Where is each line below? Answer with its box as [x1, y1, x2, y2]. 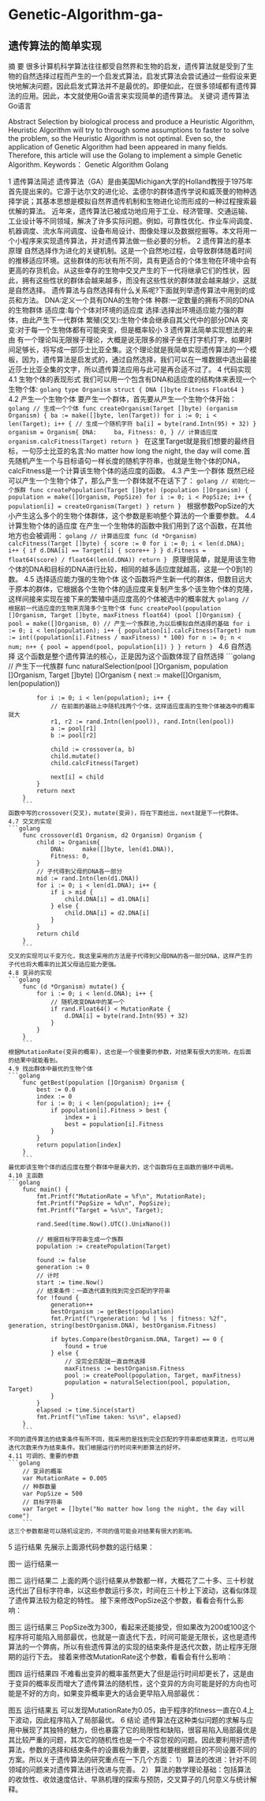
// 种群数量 [22, 1483, 57, 1491]
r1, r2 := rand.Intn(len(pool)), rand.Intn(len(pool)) [50, 718, 235, 726]
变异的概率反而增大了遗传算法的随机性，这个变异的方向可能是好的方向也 [14, 1679, 250, 1688]
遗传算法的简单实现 [8, 39, 102, 52]
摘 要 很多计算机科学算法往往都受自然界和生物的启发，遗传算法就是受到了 [8, 62, 247, 70]
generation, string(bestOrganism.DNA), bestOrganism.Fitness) [8, 1321, 217, 1329]
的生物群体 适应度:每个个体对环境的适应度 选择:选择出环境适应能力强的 [8, 305, 237, 314]
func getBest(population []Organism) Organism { [22, 1079, 185, 1086]
